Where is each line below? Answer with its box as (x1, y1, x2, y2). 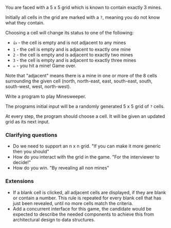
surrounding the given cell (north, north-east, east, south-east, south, (5, 78, 153, 84)
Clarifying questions (5, 131, 58, 138)
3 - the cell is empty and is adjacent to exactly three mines (12, 57, 137, 63)
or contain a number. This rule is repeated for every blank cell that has (12, 195, 162, 201)
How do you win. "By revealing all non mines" (12, 165, 109, 171)
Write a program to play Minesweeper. (5, 93, 86, 99)
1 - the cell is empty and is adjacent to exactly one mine (12, 46, 131, 52)
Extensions (5, 178, 34, 185)
